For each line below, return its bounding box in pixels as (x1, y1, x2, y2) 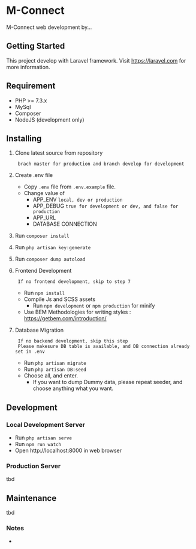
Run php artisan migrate (23, 359, 87, 367)
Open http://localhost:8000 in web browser (14, 447, 122, 454)
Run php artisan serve (14, 434, 72, 441)
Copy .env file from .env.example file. (23, 183, 116, 190)
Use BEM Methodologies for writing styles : (23, 308, 131, 316)
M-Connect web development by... (6, 23, 92, 31)
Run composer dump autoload (14, 255, 86, 262)
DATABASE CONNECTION (32, 220, 97, 228)
